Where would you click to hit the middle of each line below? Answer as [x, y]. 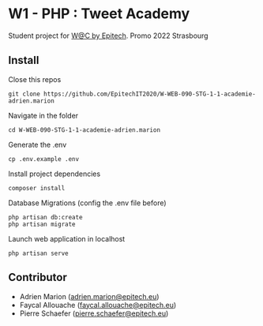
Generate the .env [38, 144]
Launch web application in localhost [67, 238]
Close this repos [35, 79]
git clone [24, 94]
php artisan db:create [45, 217]
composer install [37, 188]
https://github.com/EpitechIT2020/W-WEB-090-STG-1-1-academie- [150, 94]
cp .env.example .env [44, 159]
